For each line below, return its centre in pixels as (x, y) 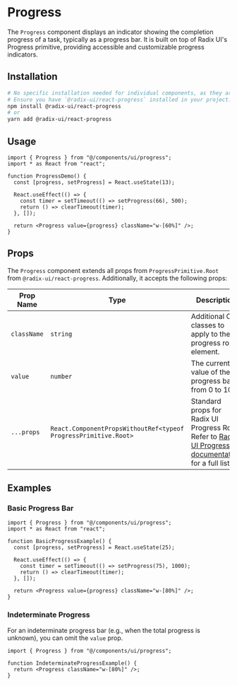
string (61, 334)
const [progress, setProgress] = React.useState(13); (94, 182)
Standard (206, 401)
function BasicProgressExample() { (60, 542)
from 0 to (206, 390)
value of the (211, 372)
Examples (29, 488)
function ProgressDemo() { (47, 176)
